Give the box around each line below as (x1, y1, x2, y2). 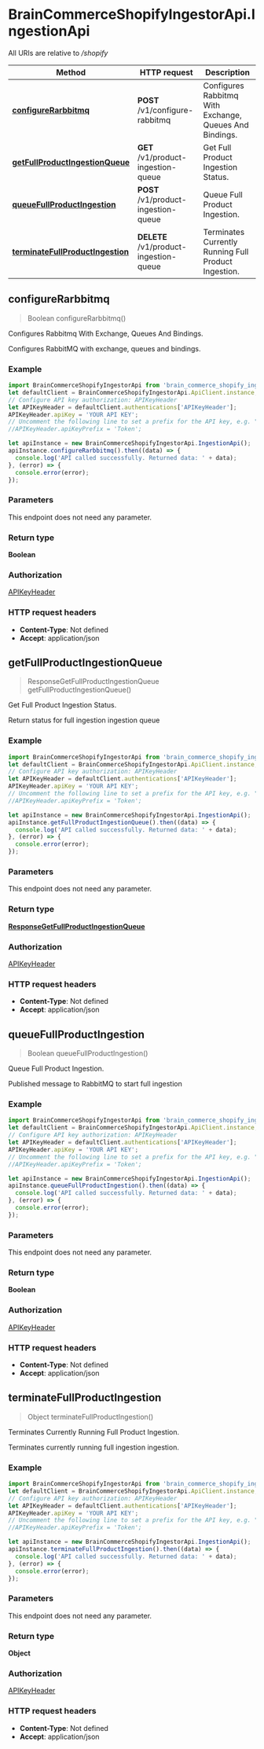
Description (205, 67, 250, 78)
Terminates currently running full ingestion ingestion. (8, 1442, 179, 1452)
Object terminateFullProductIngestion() (27, 1412, 154, 1421)
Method (56, 67, 86, 78)
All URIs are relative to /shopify (8, 48, 108, 57)
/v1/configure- (137, 105, 194, 116)
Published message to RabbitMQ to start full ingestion (8, 1079, 182, 1089)
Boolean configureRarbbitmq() (27, 313, 126, 323)
